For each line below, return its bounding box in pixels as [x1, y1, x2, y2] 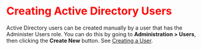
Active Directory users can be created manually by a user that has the [6, 24, 182, 31]
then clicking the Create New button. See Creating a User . [6, 37, 153, 44]
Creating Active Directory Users [6, 4, 173, 18]
